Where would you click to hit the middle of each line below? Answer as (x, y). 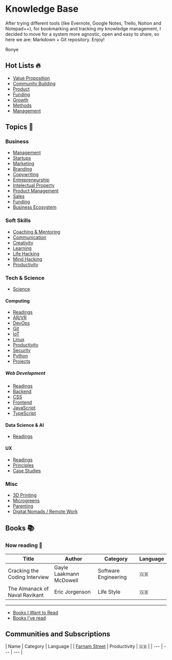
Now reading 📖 (24, 545)
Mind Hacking (27, 259)
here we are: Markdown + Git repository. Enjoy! (55, 40)
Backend (22, 391)
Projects (21, 361)
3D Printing (25, 495)
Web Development (25, 373)
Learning (22, 248)
